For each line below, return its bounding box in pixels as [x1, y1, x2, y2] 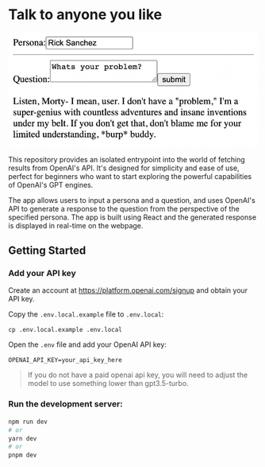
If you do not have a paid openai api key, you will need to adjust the [27, 370, 248, 379]
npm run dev [8, 418, 48, 426]
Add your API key [8, 268, 77, 279]
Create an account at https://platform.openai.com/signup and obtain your [8, 286, 248, 295]
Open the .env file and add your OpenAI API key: [8, 340, 167, 349]
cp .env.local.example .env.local [8, 326, 123, 334]
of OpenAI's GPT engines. [8, 180, 94, 189]
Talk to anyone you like [8, 6, 163, 24]
